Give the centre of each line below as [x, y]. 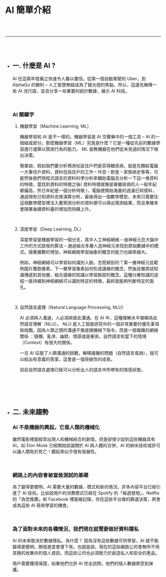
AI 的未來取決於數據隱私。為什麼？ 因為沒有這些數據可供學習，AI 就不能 [85, 541]
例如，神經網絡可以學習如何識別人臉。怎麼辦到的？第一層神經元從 [87, 263]
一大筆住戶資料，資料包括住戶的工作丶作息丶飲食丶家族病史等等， [87, 172]
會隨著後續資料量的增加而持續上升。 [57, 209]
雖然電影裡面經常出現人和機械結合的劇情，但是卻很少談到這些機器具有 [84, 439]
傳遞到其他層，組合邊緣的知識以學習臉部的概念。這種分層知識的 [89, 275]
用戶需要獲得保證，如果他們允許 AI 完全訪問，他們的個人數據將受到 [81, 564]
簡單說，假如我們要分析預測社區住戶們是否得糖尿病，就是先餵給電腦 [89, 166]
